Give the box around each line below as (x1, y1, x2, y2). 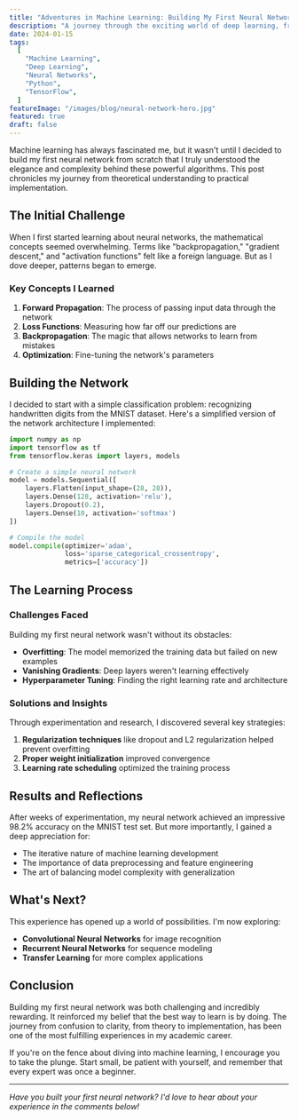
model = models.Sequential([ (9, 476, 117, 485)
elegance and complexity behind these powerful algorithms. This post (9, 163, 264, 174)
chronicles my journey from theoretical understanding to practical (9, 173, 249, 183)
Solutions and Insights (9, 696, 108, 709)
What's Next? (9, 893, 87, 908)
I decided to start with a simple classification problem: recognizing (9, 399, 253, 409)
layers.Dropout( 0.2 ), (25, 501, 105, 510)
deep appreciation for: (9, 830, 90, 841)
